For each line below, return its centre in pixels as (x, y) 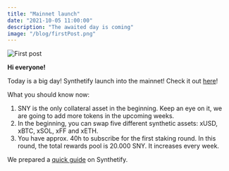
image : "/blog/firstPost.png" (52, 34)
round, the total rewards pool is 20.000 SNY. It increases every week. (118, 146)
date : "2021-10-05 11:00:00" (50, 20)
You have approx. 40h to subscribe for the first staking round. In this (117, 138)
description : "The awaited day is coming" (70, 27)
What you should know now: (49, 95)
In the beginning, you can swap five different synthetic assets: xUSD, (118, 124)
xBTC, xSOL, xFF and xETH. (58, 131)
